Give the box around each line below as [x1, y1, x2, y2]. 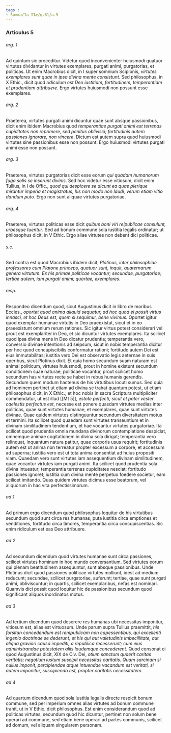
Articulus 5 [6, 29, 34, 36]
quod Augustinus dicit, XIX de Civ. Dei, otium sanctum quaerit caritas [6, 651, 152, 658]
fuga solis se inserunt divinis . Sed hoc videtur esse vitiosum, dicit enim [6, 178, 155, 184]
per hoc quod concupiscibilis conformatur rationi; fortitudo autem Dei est [6, 346, 159, 352]
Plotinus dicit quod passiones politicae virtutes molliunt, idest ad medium [6, 570, 159, 576]
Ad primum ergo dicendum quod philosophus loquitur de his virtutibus [6, 510, 153, 516]
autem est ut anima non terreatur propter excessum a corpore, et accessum [6, 444, 165, 450]
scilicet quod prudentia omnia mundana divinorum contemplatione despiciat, [6, 428, 167, 434]
